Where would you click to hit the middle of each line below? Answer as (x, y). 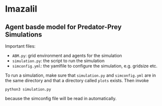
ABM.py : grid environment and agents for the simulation (67, 55)
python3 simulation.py (28, 89)
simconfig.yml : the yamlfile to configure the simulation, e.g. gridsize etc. (85, 66)
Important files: (20, 46)
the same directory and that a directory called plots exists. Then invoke (77, 80)
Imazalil (21, 9)
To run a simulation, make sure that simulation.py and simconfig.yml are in (81, 75)
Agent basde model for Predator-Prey (63, 27)
